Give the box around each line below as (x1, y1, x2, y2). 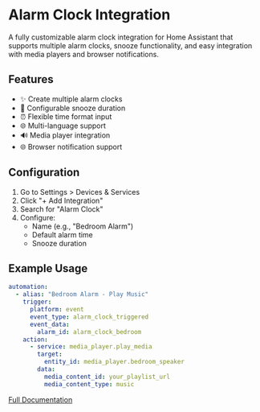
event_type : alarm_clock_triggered (29, 312, 149, 321)
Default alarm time (31, 229, 94, 239)
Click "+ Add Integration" (19, 196, 104, 205)
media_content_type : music (43, 380, 135, 388)
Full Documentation (8, 394, 73, 404)
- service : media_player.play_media (29, 343, 152, 351)
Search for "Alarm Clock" (19, 204, 104, 214)
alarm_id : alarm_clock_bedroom (37, 328, 142, 336)
